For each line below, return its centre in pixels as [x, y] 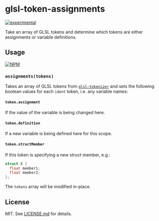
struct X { [16, 164]
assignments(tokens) [30, 76]
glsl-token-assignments [55, 9]
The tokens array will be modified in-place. [48, 187]
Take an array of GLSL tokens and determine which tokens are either [74, 32]
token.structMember [25, 144]
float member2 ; [25, 173]
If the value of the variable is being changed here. [55, 113]
